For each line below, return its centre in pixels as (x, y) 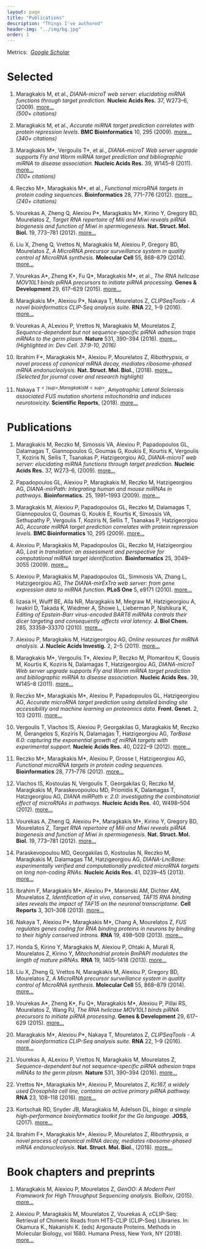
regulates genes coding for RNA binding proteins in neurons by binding (105, 928)
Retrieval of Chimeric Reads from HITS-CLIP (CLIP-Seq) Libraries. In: (102, 1220)
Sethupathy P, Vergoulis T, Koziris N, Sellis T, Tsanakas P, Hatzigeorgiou (107, 520)
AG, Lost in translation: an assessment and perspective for (90, 552)
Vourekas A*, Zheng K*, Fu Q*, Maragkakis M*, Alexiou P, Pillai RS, (101, 1003)
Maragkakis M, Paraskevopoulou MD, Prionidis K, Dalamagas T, (96, 790)
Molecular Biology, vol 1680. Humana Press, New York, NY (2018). (99, 1233)
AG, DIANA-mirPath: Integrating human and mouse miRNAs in (94, 488)
